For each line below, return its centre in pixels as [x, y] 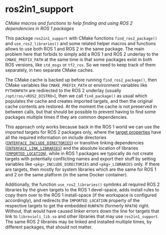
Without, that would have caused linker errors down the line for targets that [82, 211]
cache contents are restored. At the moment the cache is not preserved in [81, 106]
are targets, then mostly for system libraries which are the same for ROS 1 [81, 169]
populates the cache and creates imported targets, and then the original [79, 101]
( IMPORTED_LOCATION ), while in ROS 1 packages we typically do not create [79, 153]
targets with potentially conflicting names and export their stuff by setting [81, 158]
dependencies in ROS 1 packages [40, 28]
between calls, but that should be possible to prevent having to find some [81, 112]
